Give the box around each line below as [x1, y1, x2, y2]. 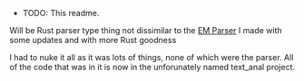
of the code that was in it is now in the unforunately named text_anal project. [9, 62, 296, 72]
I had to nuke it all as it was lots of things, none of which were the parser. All [9, 52, 294, 62]
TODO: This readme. [22, 8, 100, 18]
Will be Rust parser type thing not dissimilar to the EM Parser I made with [9, 25, 283, 35]
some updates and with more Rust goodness [9, 35, 177, 45]
